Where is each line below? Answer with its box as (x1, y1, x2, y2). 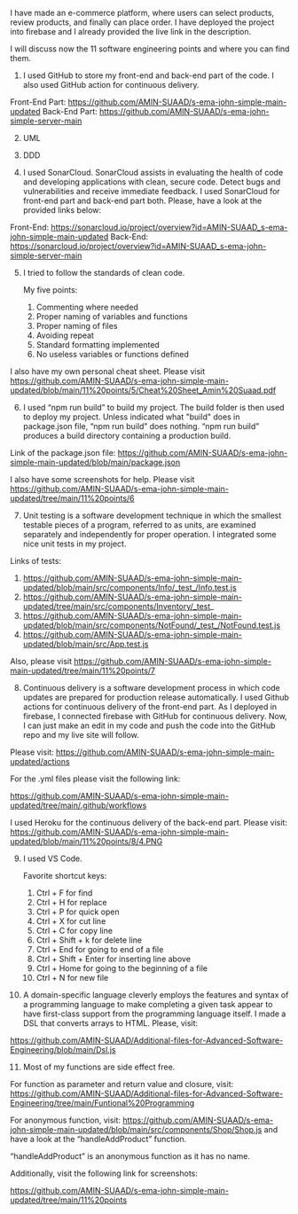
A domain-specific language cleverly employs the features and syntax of (22, 990, 289, 1000)
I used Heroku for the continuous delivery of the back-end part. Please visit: (10, 818, 287, 827)
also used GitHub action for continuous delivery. (22, 80, 200, 90)
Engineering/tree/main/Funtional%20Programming (10, 1098, 194, 1108)
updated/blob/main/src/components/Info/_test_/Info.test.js (22, 583, 238, 592)
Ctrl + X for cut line (35, 916, 106, 926)
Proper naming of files (35, 321, 118, 331)
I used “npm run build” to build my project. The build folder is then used (22, 403, 285, 412)
